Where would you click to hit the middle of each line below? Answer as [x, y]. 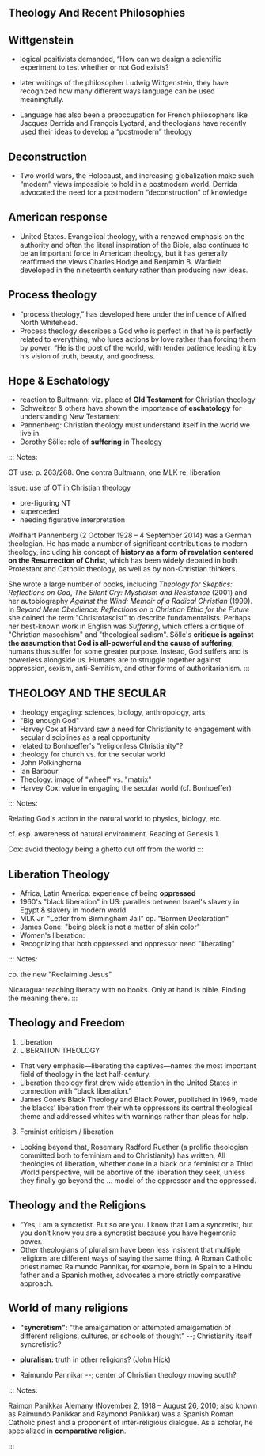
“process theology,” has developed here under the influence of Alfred [133, 314]
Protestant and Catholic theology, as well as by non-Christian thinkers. [123, 569]
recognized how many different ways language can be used [117, 91]
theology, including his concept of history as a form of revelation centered [131, 552]
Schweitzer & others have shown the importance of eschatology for [131, 408]
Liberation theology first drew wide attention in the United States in [129, 1083]
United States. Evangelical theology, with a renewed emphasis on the [132, 236]
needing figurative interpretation [72, 520]
